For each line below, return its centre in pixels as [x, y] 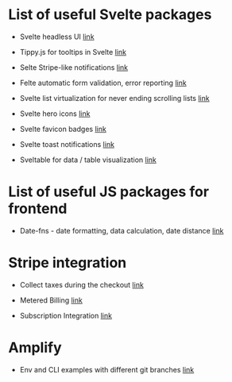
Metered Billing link [51, 300]
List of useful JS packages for [108, 192]
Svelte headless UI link [57, 37]
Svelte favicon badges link [63, 129]
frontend [38, 209]
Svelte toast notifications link [67, 144]
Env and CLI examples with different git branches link [107, 369]
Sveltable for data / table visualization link [88, 160]
